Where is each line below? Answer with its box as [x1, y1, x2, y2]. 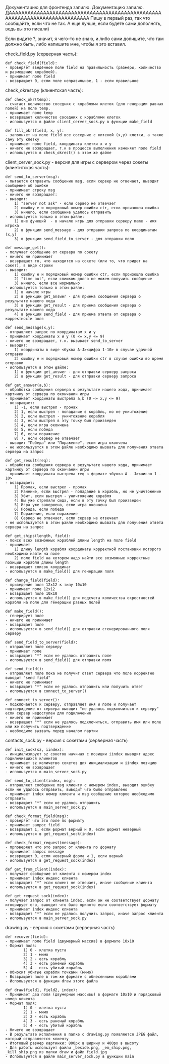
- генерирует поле [5, 613, 44, 618]
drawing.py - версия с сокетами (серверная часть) [5, 925, 115, 930]
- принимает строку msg [5, 187, 55, 193]
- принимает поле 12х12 [5, 587, 55, 592]
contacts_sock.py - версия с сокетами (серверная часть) [5, 737, 128, 743]
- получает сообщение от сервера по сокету [5, 250, 98, 255]
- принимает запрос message [5, 849, 65, 854]
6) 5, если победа [14, 427, 53, 432]
